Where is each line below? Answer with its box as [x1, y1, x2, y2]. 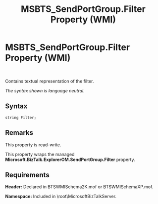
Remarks [5, 128, 34, 137]
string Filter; [5, 115, 37, 120]
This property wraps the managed [5, 151, 75, 157]
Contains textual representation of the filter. [5, 78, 94, 84]
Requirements [5, 170, 50, 179]
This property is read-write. [5, 142, 61, 148]
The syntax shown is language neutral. [5, 87, 85, 93]
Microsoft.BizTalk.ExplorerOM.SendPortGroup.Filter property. [5, 157, 135, 163]
